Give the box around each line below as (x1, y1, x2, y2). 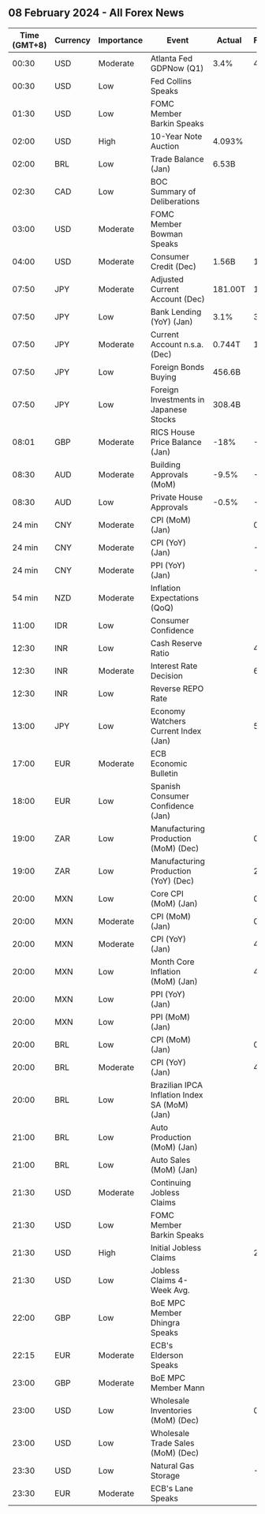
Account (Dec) (150, 293, 205, 305)
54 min (12, 592, 39, 603)
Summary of (150, 185, 196, 196)
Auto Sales (150, 1154, 191, 1165)
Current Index (150, 725, 202, 736)
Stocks (150, 413, 177, 424)
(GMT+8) (12, 39, 47, 50)
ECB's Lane (150, 1482, 193, 1493)
